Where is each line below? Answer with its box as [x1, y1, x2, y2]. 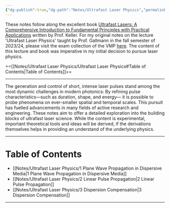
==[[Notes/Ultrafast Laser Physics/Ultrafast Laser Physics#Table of [5, 63, 146, 69]
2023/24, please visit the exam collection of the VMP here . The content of [5, 42, 160, 48]
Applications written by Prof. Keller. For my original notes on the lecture [5, 32, 153, 38]
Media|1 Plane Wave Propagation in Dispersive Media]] [12, 170, 127, 177]
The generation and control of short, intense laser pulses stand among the [5, 83, 160, 89]
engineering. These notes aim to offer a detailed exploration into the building [5, 110, 165, 116]
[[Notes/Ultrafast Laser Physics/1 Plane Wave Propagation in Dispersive [12, 165, 162, 171]
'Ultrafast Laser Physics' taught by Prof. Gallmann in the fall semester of [5, 37, 155, 43]
